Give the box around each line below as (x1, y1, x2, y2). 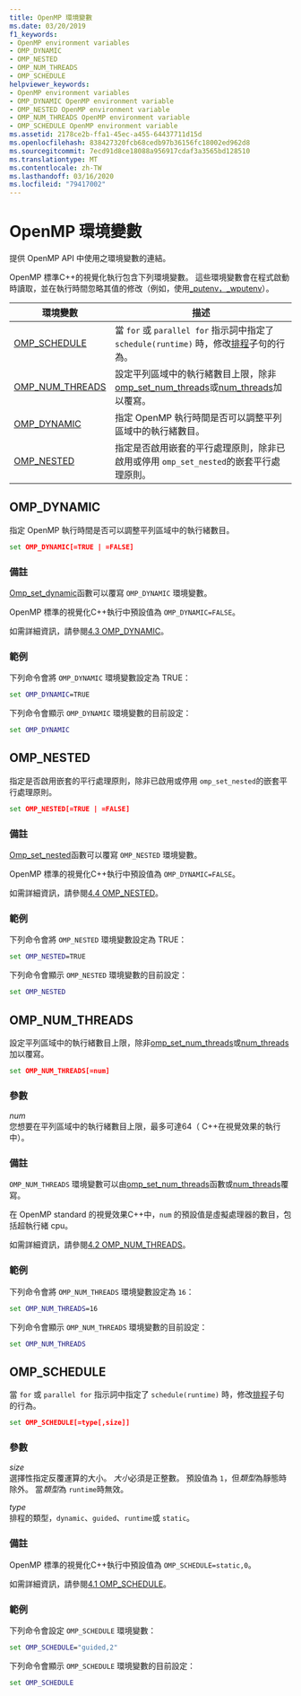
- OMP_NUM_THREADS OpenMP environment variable (9, 113, 191, 122)
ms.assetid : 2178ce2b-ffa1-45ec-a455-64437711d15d (9, 130, 202, 139)
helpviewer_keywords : (9, 80, 90, 89)
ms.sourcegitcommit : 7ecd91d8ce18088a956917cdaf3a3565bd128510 (9, 146, 251, 155)
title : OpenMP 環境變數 (9, 13, 92, 22)
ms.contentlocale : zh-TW (9, 163, 102, 172)
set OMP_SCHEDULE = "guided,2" (9, 1643, 118, 1652)
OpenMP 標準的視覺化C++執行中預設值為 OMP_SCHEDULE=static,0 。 (9, 1559, 257, 1570)
